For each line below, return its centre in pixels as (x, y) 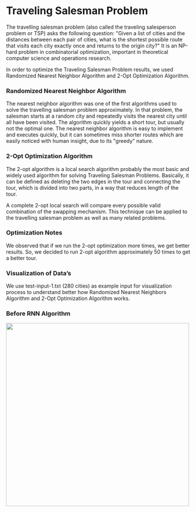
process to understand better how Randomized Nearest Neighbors (86, 292)
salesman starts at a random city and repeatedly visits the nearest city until (97, 116)
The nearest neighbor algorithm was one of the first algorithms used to (92, 104)
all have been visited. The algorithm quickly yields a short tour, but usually (95, 122)
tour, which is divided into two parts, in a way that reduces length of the (92, 187)
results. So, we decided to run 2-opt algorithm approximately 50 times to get (98, 252)
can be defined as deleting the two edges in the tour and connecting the (93, 181)
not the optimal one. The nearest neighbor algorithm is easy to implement (94, 129)
